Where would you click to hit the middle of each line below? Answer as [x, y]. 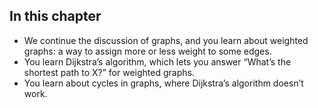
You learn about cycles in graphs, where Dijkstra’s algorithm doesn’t [163, 83]
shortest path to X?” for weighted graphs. [109, 72]
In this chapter [55, 16]
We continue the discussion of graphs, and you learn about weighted [166, 40]
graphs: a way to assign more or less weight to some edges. [147, 51]
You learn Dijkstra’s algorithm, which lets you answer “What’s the [157, 61]
